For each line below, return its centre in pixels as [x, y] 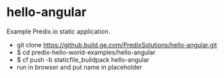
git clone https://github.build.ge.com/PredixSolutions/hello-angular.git [117, 45]
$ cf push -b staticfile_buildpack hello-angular [83, 59]
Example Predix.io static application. [58, 31]
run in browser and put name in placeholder [79, 67]
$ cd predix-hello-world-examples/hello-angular [86, 52]
